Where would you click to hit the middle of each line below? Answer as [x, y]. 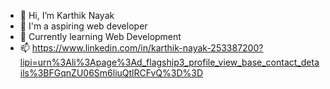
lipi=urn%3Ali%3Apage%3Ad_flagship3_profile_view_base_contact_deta [169, 62]
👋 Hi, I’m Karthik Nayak [67, 15]
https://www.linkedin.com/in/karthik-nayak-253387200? [147, 48]
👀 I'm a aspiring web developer [83, 26]
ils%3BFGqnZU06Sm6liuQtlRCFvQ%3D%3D [111, 73]
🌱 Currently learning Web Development [100, 36]
